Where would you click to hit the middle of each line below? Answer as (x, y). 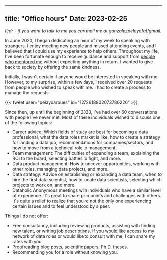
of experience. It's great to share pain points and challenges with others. (87, 195)
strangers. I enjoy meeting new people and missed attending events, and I (81, 46)
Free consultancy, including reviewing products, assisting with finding (84, 225)
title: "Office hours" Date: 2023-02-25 (66, 19)
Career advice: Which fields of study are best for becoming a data (80, 132)
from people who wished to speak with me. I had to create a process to (78, 87)
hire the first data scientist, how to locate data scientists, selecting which (87, 179)
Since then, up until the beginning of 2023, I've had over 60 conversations (81, 112)
